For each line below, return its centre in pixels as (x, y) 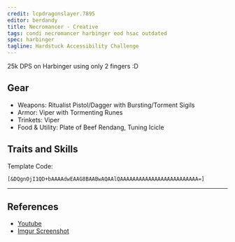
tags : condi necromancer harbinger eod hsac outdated (87, 33)
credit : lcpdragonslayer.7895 (51, 14)
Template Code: (30, 166)
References (33, 207)
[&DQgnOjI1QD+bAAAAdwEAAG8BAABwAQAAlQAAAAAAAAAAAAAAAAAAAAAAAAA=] (106, 179)
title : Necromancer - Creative (53, 27)
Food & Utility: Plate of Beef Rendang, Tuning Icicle (91, 127)
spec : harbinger (31, 40)
